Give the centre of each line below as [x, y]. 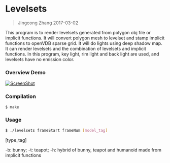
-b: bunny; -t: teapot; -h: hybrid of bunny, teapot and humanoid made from [83, 150]
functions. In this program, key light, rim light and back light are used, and [82, 54]
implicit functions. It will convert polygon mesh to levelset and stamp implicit [85, 38]
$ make [12, 107]
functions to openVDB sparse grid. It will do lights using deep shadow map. [84, 43]
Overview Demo [25, 72]
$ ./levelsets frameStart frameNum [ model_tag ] [57, 130]
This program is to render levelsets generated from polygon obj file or [78, 32]
